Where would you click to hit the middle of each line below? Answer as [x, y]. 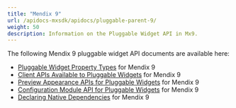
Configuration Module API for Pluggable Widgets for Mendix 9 [108, 90]
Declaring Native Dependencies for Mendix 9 [83, 97]
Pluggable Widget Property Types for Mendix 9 [86, 67]
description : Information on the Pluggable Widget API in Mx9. [103, 34]
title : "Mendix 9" [34, 14]
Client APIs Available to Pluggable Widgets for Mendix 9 [99, 75]
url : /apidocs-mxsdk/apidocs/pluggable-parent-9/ [82, 20]
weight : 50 [23, 27]
